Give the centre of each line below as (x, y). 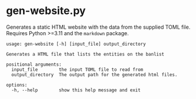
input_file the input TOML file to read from (77, 69)
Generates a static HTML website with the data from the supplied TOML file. (98, 27)
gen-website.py (46, 11)
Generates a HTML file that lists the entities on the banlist (85, 54)
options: (17, 85)
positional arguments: (34, 64)
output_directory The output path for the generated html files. (94, 74)
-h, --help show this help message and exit (76, 90)
